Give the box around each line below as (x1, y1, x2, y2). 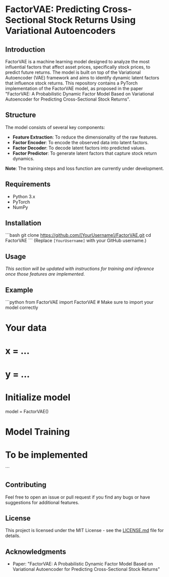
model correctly (5, 304, 38, 310)
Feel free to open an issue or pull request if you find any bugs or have (5, 494, 150, 500)
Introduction (5, 45, 46, 54)
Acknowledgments (5, 547, 67, 556)
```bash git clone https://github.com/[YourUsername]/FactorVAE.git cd (5, 232, 151, 238)
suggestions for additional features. (5, 499, 79, 505)
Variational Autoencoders (5, 25, 116, 36)
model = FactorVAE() (5, 408, 49, 414)
